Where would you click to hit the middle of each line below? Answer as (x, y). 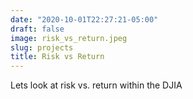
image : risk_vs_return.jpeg (69, 38)
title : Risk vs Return (57, 57)
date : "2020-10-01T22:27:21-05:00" (84, 19)
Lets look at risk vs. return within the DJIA (96, 85)
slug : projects (42, 47)
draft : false (37, 29)
